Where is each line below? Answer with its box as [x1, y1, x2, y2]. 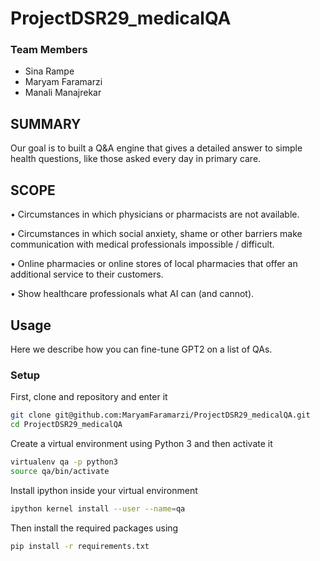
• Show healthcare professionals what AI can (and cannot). [10, 288, 255, 300]
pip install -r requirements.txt [10, 541, 150, 551]
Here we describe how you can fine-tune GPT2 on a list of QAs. [10, 343, 273, 355]
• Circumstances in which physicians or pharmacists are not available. [10, 208, 300, 221]
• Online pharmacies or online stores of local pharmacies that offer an [10, 258, 298, 270]
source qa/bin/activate [10, 466, 110, 476]
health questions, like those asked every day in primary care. [10, 153, 262, 165]
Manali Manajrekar [24, 87, 102, 99]
